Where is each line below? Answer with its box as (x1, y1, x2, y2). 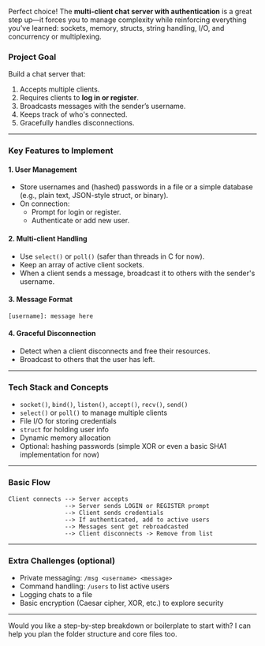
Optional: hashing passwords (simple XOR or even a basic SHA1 (19, 442, 227, 451)
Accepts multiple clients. (19, 84, 100, 94)
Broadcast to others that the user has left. (19, 355, 155, 364)
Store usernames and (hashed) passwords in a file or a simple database (19, 182, 254, 192)
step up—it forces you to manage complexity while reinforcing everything (8, 15, 247, 24)
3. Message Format (8, 295, 73, 304)
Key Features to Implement (8, 145, 114, 156)
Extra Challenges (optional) (8, 555, 116, 566)
